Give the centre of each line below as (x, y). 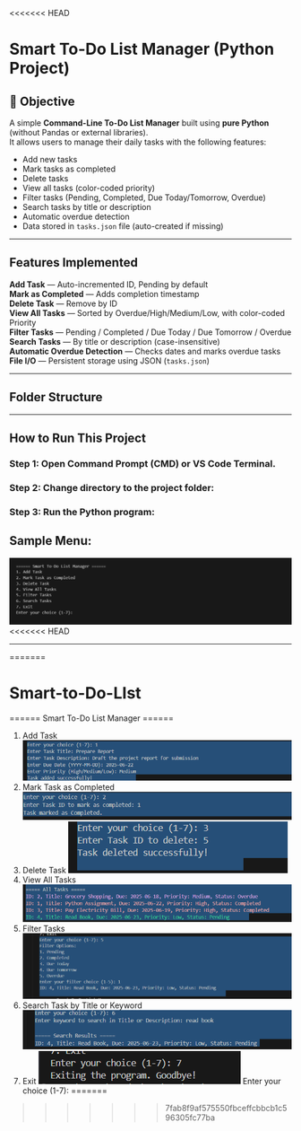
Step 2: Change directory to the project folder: (112, 487)
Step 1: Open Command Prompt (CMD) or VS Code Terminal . (142, 463)
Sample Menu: (51, 541)
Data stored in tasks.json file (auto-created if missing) (123, 226)
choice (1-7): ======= (64, 1091)
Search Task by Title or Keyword (82, 1005)
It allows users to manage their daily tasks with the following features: (138, 142)
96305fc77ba (190, 1118)
